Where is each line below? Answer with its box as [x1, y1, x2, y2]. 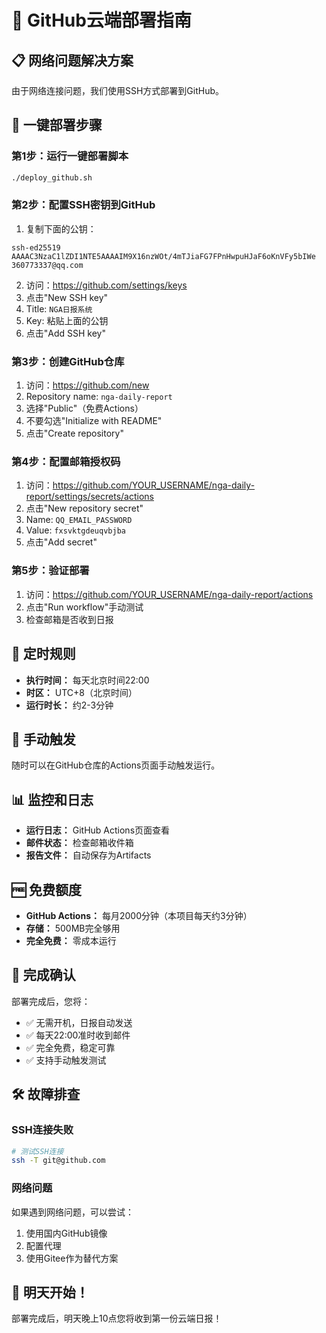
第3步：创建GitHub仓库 [11, 354, 125, 368]
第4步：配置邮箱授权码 [11, 455, 121, 469]
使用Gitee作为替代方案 [25, 1252, 119, 1264]
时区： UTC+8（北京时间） [25, 686, 138, 698]
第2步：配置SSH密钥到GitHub [11, 198, 156, 212]
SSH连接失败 [11, 1123, 74, 1137]
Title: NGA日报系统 [25, 302, 93, 315]
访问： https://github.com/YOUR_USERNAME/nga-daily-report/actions [25, 588, 314, 600]
